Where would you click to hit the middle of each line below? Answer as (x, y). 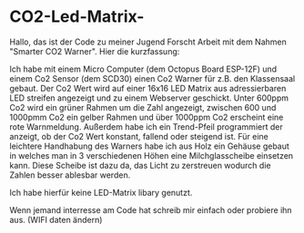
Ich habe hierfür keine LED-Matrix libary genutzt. (101, 192)
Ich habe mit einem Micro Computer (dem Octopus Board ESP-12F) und (143, 69)
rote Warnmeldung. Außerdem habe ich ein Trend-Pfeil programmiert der (147, 126)
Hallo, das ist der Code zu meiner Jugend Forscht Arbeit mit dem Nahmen (148, 42)
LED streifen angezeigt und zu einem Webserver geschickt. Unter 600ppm (149, 98)
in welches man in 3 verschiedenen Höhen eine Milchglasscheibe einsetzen (152, 155)
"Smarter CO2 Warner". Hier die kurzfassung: (95, 51)
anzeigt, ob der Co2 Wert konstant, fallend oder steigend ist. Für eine (139, 136)
